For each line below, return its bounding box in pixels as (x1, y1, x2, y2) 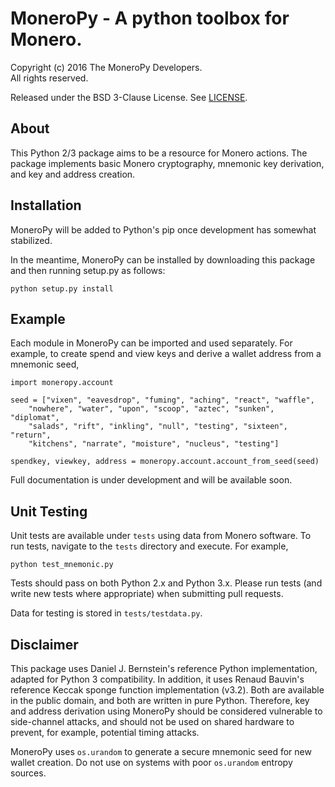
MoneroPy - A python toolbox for (10, 7, 290, 30)
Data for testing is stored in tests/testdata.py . (10, 607, 203, 619)
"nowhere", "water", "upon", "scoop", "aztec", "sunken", (28, 404, 275, 414)
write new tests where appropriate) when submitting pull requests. (10, 588, 284, 600)
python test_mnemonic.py (10, 560, 114, 570)
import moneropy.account (10, 378, 114, 388)
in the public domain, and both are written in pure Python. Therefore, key (10, 695, 310, 706)
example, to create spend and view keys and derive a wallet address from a (10, 348, 322, 360)
